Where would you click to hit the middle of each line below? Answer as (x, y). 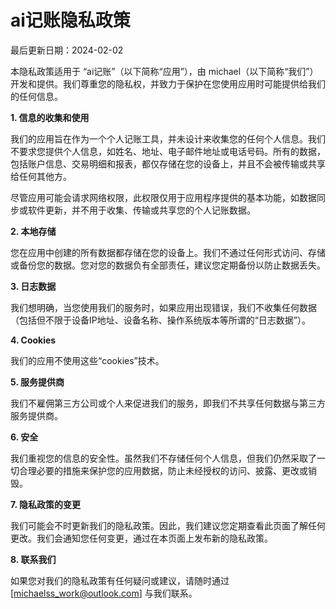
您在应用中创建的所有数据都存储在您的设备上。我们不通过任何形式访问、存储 (168, 252)
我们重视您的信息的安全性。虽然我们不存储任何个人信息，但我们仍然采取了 (163, 458)
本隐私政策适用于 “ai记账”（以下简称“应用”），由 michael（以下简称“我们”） (164, 71)
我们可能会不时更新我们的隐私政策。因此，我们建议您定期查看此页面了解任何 (168, 525)
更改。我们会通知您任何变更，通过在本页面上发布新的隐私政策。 (141, 538)
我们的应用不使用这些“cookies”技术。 (87, 360)
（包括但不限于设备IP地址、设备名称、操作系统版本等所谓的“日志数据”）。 (161, 320)
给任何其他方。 (41, 176)
